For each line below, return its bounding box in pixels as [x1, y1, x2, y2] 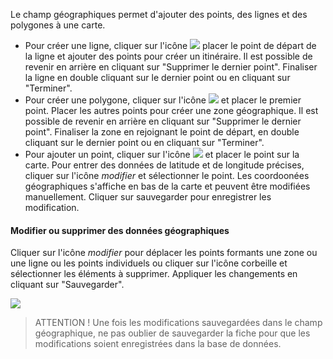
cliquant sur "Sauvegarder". [10, 279, 125, 291]
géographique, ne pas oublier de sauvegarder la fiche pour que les [34, 327, 311, 339]
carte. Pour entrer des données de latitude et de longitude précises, [24, 159, 305, 171]
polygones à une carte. [10, 19, 106, 31]
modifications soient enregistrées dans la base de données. [34, 338, 282, 350]
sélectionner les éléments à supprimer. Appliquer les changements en [10, 268, 298, 280]
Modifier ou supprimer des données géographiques [10, 224, 230, 236]
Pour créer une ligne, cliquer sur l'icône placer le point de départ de [24, 40, 317, 51]
